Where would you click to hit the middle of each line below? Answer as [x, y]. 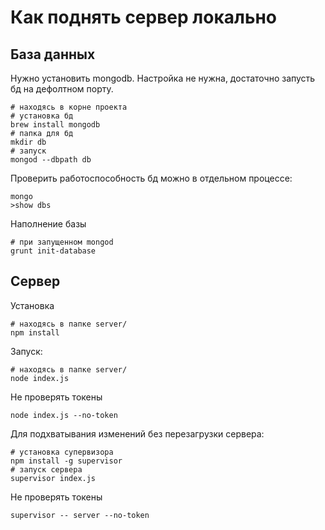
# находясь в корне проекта [69, 107]
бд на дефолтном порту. [62, 89]
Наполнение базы [48, 224]
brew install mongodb [55, 125]
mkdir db [28, 142]
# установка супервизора [62, 452]
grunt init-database [53, 251]
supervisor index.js [53, 478]
